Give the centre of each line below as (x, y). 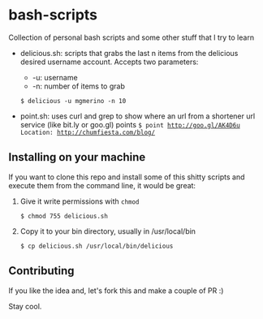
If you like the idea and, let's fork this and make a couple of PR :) (116, 291)
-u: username (55, 77)
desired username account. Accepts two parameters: (109, 62)
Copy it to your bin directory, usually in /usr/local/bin (108, 231)
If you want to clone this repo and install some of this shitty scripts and (127, 177)
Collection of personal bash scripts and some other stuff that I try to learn (131, 37)
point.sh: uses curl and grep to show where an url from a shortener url (138, 116)
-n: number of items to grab (79, 86)
